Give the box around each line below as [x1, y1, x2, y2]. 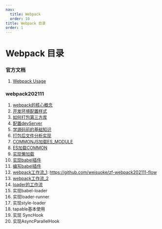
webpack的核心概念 [12, 102, 53, 108]
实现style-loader [12, 200, 46, 206]
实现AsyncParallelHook [12, 218, 60, 224]
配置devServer [12, 120, 42, 126]
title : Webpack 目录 [5, 21, 46, 26]
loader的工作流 [12, 182, 43, 187]
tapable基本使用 [12, 206, 45, 212]
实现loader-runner [12, 194, 49, 200]
